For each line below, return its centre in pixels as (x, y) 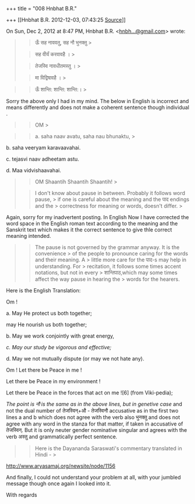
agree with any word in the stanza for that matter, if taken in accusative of (95, 424)
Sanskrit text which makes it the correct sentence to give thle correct (89, 230)
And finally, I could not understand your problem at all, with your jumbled (93, 477)
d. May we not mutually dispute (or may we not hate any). (75, 359)
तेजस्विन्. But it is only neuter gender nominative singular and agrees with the (97, 430)
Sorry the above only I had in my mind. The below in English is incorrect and (97, 101)
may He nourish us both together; (47, 324)
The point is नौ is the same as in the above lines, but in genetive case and (94, 404)
